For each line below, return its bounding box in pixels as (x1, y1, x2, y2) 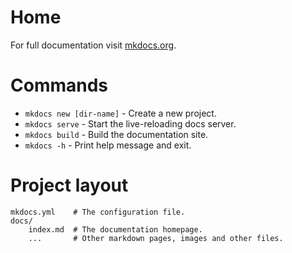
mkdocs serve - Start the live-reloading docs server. (24, 117, 237, 130)
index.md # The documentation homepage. (28, 224, 203, 235)
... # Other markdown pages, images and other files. (28, 233, 284, 243)
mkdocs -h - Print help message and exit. (24, 139, 192, 151)
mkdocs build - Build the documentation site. (24, 128, 209, 140)
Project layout (10, 174, 129, 197)
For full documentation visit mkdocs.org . (10, 39, 177, 51)
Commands (10, 74, 109, 97)
